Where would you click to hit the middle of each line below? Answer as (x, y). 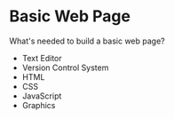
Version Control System (65, 67)
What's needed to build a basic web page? (87, 41)
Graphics (39, 105)
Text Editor (42, 58)
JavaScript (42, 96)
